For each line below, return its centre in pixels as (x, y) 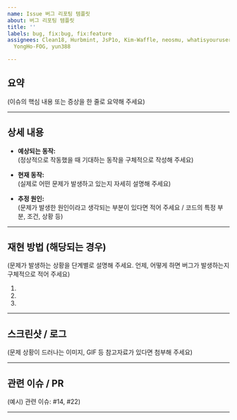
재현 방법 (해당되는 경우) (57, 247)
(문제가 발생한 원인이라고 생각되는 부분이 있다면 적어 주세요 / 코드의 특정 (117, 207)
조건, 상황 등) (45, 216)
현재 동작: (31, 174)
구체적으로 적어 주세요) (39, 274)
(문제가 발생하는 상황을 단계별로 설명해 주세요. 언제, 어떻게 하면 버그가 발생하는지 (119, 265)
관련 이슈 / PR (36, 383)
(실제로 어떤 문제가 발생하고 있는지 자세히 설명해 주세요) (94, 184)
